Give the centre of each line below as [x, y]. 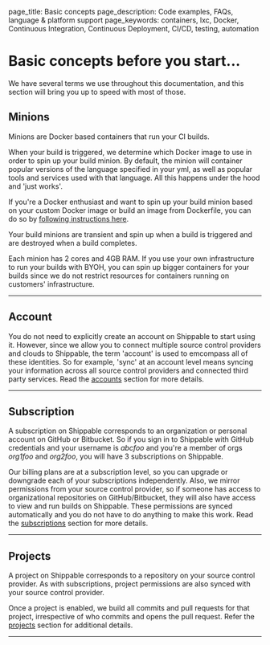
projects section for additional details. [71, 625]
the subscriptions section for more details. [78, 523]
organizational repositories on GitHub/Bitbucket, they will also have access [132, 498]
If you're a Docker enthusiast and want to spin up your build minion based [131, 202]
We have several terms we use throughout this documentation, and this [126, 83]
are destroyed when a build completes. [73, 243]
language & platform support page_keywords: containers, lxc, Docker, [124, 20]
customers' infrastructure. [51, 284]
